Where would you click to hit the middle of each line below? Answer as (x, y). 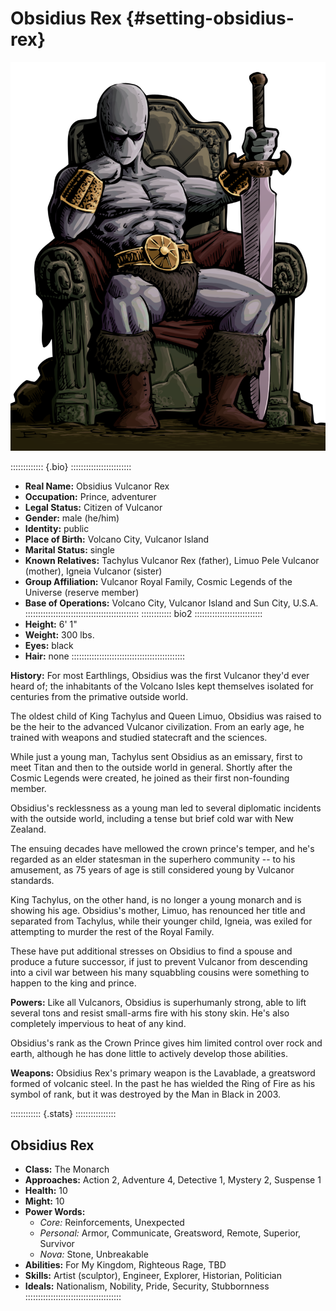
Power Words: (55, 1211)
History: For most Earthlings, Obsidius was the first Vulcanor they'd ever (160, 676)
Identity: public (57, 529)
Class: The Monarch (67, 1169)
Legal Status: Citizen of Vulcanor (93, 508)
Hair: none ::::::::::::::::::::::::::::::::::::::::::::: (105, 656)
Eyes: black (49, 646)
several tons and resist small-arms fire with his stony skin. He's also (150, 1013)
